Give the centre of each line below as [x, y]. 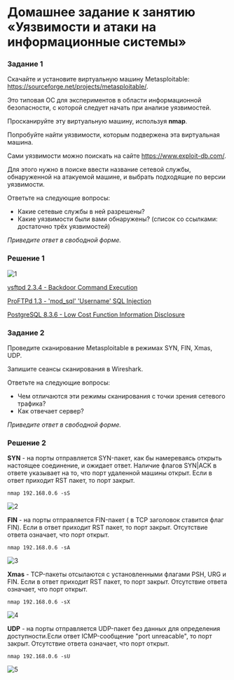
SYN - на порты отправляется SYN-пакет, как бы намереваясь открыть [115, 458]
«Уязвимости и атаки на [82, 27]
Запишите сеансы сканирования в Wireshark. [75, 369]
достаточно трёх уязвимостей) [64, 227]
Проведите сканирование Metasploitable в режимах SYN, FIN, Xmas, [110, 348]
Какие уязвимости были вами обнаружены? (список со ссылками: [117, 219]
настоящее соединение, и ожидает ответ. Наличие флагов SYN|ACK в [112, 466]
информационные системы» [97, 42]
